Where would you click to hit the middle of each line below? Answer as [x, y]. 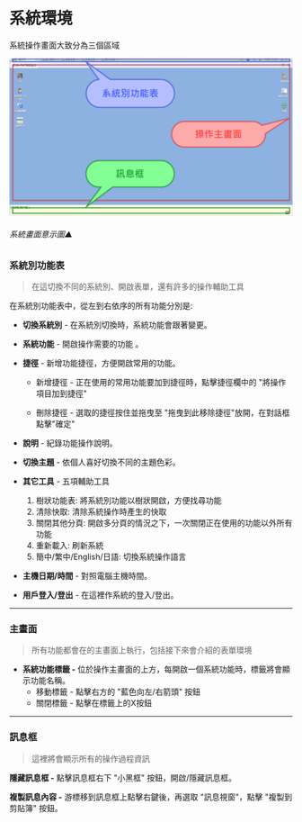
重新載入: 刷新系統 [70, 546]
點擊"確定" [55, 424]
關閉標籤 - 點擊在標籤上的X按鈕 [94, 703]
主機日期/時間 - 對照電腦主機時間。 [87, 576]
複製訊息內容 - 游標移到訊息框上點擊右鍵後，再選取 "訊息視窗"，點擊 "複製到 [151, 797]
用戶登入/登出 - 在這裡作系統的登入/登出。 [100, 595]
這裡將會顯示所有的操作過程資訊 [90, 758]
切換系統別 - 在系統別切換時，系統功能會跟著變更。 [117, 325]
